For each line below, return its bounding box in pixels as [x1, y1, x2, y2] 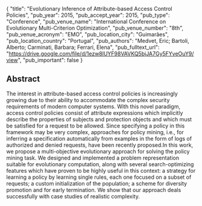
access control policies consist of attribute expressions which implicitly [6, 109, 183, 117]
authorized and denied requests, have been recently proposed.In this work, [6, 141, 194, 149]
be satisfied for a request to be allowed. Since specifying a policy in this [6, 122, 185, 129]
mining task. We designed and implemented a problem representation [6, 154, 180, 161]
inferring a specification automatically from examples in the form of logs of [6, 135, 192, 142]
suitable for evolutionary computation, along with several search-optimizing [6, 160, 194, 168]
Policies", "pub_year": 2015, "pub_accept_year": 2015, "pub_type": [6, 11, 170, 19]
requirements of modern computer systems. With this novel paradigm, [6, 103, 181, 110]
